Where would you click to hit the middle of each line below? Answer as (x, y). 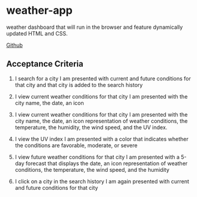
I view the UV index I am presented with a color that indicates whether (102, 139)
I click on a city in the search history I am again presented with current (102, 181)
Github (14, 45)
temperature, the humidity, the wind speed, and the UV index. (91, 127)
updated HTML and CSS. (37, 33)
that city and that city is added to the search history (79, 85)
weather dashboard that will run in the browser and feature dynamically (95, 27)
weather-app (40, 11)
